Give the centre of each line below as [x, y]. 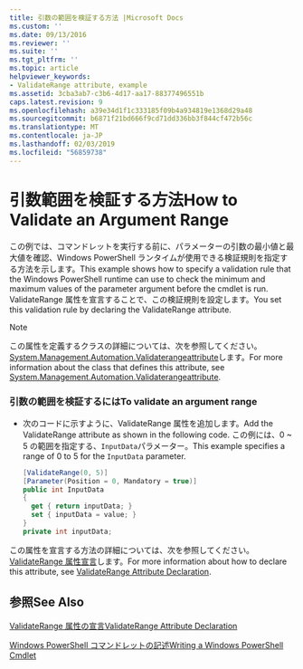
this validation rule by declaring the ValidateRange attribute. [121, 310]
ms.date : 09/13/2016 [48, 34]
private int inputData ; [67, 531]
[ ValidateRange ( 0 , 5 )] [65, 473]
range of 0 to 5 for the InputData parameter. [104, 456]
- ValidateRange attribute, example [78, 85]
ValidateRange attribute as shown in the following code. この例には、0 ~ [157, 435]
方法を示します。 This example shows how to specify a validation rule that [154, 269]
